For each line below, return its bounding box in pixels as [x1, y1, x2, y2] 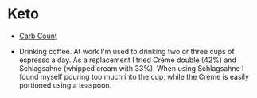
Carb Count [18, 31, 57, 41]
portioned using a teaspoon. [18, 80, 112, 90]
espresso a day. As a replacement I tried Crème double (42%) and [18, 55, 236, 65]
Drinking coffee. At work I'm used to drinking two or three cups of [18, 46, 236, 56]
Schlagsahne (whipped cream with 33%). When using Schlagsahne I [18, 63, 244, 73]
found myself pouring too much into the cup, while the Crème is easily [18, 72, 250, 81]
